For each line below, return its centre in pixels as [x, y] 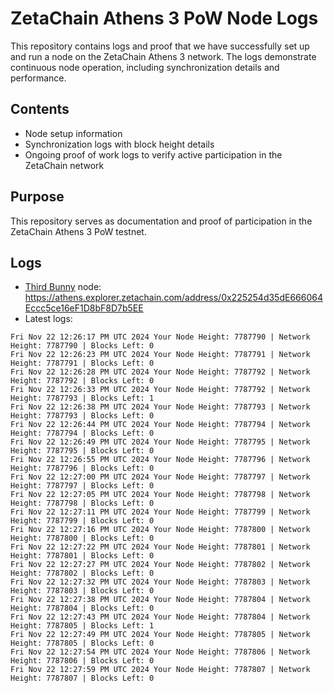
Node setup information [73, 133]
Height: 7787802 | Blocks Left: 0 [82, 573]
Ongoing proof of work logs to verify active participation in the [153, 154]
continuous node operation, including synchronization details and [145, 67]
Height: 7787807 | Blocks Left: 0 [82, 678]
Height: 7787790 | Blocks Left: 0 [82, 346]
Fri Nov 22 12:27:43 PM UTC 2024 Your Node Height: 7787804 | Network [160, 617]
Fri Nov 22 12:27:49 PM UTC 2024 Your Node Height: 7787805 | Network [160, 635]
